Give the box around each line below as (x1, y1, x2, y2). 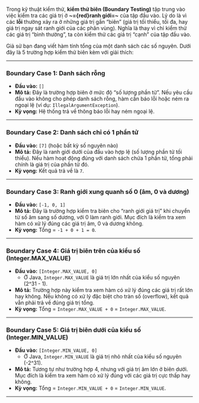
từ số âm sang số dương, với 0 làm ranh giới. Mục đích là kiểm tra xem (14, 213, 186, 221)
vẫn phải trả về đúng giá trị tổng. (14, 299, 95, 306)
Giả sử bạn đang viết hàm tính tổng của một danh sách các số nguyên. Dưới (6, 42, 191, 49)
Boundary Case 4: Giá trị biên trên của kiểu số (6, 247, 141, 255)
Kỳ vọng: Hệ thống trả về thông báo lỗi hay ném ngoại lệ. (14, 108, 155, 115)
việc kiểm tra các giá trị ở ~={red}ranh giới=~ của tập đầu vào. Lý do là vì (6, 12, 187, 19)
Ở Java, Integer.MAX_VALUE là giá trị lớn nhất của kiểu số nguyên (23, 274, 180, 281)
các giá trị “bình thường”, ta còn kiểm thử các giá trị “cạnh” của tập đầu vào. (6, 31, 191, 38)
